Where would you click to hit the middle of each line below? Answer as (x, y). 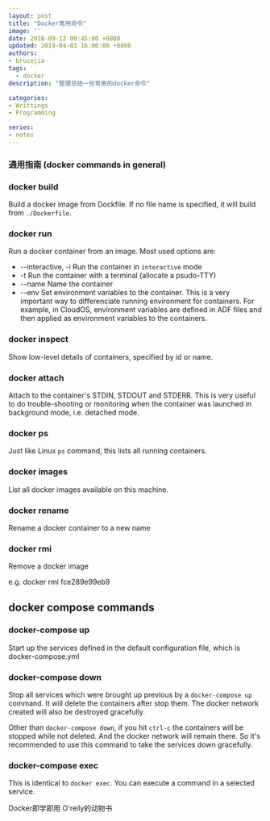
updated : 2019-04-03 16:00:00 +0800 (70, 46)
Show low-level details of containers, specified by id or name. (111, 356)
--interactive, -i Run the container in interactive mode (111, 267)
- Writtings (28, 106)
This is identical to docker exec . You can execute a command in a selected (132, 783)
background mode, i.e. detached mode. (74, 412)
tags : (17, 69)
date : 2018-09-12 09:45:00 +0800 (64, 38)
